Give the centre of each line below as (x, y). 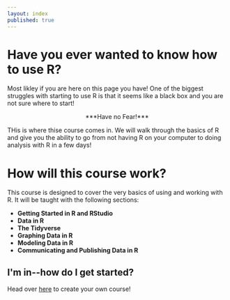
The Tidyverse (39, 228)
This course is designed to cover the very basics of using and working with (115, 193)
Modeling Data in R (45, 243)
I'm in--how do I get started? (71, 272)
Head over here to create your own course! (69, 289)
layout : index (28, 14)
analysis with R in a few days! (49, 145)
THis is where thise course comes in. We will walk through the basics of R (113, 130)
